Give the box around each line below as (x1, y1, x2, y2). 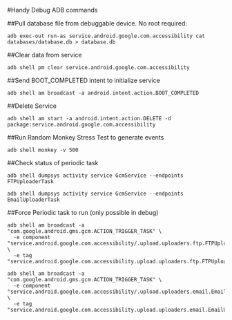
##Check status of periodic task (7, 159, 99, 167)
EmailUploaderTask (7, 196, 60, 203)
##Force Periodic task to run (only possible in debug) (7, 209, 159, 216)
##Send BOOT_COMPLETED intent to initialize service (7, 76, 160, 84)
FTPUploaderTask (7, 178, 54, 185)
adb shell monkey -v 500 (7, 147, 79, 153)
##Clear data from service (7, 51, 82, 59)
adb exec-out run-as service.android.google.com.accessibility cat (7, 32, 206, 39)
